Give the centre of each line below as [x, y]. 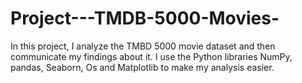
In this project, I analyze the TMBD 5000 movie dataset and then [143, 46]
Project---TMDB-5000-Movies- [145, 18]
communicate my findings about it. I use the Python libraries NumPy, [151, 56]
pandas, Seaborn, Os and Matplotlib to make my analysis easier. [142, 67]
